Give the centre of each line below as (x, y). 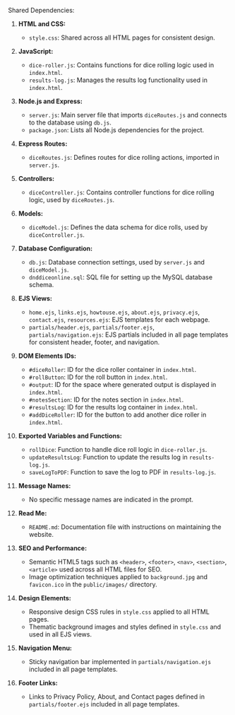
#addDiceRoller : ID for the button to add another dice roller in (117, 414)
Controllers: (36, 179)
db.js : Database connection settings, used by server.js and (117, 262)
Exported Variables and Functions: (70, 436)
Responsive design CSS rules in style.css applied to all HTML (119, 612)
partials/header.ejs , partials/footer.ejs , (91, 327)
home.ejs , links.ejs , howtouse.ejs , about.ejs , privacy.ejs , (114, 312)
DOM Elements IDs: (47, 356)
